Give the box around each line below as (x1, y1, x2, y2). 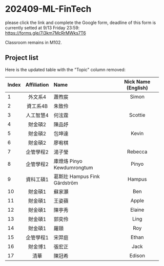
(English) (126, 84, 148, 91)
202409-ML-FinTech (5, 3, 92, 15)
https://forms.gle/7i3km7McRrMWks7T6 (5, 30, 86, 36)
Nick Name (124, 78, 150, 85)
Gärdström (53, 179, 78, 186)
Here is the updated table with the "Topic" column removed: (5, 66, 126, 72)
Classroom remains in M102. (5, 39, 62, 45)
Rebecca (127, 148, 148, 155)
